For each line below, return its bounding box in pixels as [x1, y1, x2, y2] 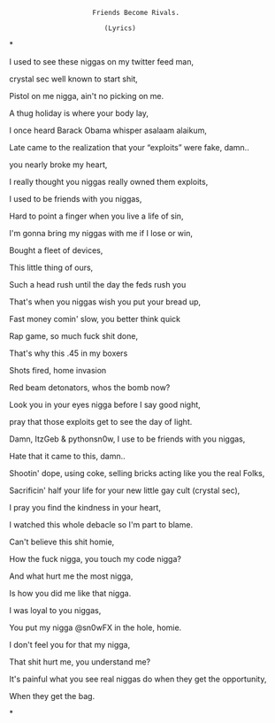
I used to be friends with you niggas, [9, 194, 142, 204]
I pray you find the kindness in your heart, [9, 503, 162, 512]
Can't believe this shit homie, [9, 536, 115, 547]
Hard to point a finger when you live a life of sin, [9, 211, 184, 221]
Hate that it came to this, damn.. [9, 451, 126, 461]
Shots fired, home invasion [9, 365, 107, 375]
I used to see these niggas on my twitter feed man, [9, 57, 195, 66]
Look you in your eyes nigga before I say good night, [9, 399, 201, 410]
